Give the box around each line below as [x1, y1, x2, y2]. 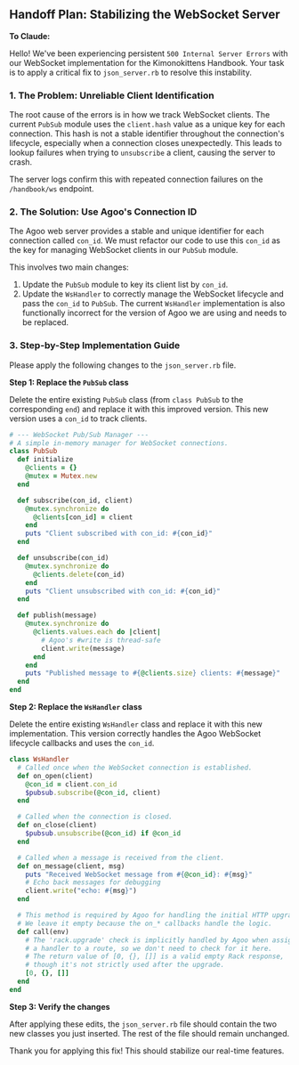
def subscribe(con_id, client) [17, 496, 133, 505]
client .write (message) [41, 644, 125, 653]
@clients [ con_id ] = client [32, 512, 133, 522]
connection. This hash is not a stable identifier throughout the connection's [9, 128, 285, 139]
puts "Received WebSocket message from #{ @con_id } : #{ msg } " [25, 870, 253, 879]
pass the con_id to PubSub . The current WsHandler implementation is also [21, 298, 286, 309]
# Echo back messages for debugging [25, 878, 162, 887]
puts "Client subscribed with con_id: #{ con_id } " [25, 529, 214, 538]
